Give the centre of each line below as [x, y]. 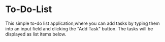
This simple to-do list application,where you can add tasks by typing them [82, 23]
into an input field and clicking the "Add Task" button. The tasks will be [79, 28]
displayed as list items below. [36, 34]
